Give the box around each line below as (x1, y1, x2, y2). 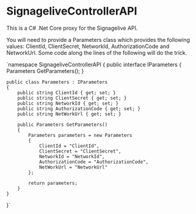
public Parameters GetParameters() (17, 122, 108, 128)
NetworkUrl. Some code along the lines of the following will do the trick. (6, 49, 187, 56)
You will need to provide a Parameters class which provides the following (6, 36, 191, 43)
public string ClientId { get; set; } (17, 89, 116, 95)
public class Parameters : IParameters (6, 79, 108, 85)
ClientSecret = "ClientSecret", (38, 148, 122, 154)
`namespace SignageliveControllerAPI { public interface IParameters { (6, 61, 182, 68)
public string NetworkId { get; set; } (17, 100, 119, 106)
